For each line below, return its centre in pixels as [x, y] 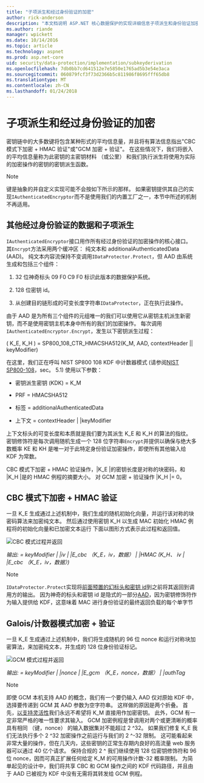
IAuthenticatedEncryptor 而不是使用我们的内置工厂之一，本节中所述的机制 [104, 196]
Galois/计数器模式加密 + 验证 [61, 623]
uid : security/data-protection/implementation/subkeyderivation [89, 63]
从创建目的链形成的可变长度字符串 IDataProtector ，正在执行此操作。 [101, 303]
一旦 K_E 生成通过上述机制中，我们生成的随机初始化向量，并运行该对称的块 [100, 514]
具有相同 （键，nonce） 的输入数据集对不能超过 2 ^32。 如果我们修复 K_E [99, 728]
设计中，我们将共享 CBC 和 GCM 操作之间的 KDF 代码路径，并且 [107, 766]
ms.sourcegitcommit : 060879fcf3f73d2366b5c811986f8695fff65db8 [88, 74]
